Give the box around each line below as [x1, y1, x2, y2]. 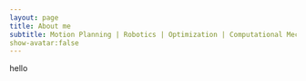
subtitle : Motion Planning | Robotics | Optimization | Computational [9, 30, 283, 39]
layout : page [9, 13, 59, 22]
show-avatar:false [9, 38, 79, 48]
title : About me [9, 22, 71, 31]
